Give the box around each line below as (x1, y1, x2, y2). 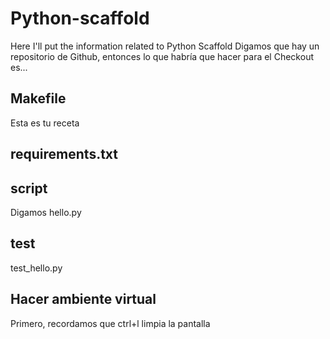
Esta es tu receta (10, 117, 80, 129)
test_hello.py (10, 262, 63, 274)
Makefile (10, 90, 67, 107)
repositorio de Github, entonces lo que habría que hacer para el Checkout (10, 50, 314, 62)
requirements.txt (10, 146, 119, 163)
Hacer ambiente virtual (10, 291, 157, 308)
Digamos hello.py (10, 206, 82, 218)
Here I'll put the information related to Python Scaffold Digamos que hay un (10, 40, 320, 52)
